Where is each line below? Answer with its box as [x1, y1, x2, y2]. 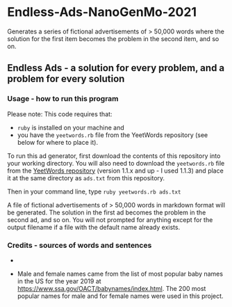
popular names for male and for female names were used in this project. [17, 292, 224, 300]
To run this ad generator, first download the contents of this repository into [7, 151, 221, 160]
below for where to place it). [17, 138, 99, 146]
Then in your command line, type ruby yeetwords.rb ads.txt [7, 187, 181, 196]
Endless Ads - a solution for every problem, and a [7, 62, 225, 74]
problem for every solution [7, 73, 125, 85]
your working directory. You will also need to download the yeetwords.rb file [7, 159, 225, 167]
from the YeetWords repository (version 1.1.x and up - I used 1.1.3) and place [7, 166, 224, 175]
